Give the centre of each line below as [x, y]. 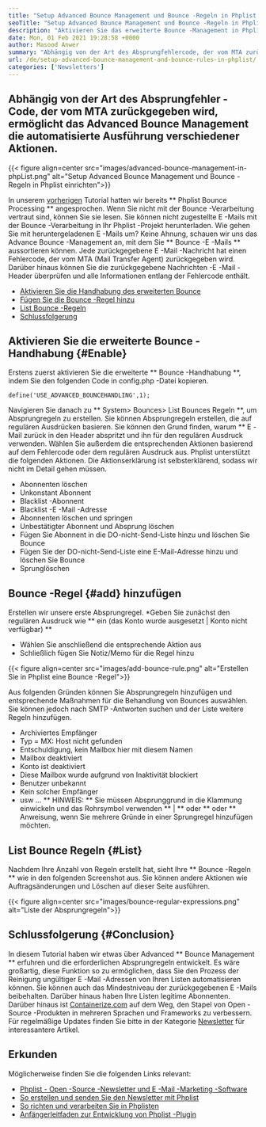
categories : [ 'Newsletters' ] [56, 67]
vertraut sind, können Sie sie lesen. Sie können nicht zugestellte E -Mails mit [133, 217]
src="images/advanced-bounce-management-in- [165, 168]
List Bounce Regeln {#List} [75, 850]
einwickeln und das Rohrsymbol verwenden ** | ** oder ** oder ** [127, 809]
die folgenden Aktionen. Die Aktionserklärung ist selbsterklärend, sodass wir [133, 461]
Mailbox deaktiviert [51, 758]
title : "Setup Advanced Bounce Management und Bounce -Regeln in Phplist [133, 15]
